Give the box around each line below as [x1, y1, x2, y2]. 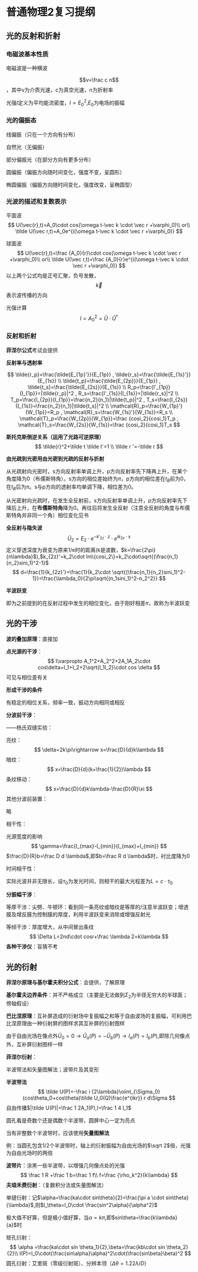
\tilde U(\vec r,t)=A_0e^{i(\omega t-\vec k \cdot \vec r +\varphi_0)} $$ [15, 227, 183, 235]
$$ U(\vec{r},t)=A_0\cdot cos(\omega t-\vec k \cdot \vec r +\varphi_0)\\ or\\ [8, 221, 190, 228]
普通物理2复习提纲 [6, 5, 95, 19]
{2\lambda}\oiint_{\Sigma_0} [91, 1088, 161, 1095]
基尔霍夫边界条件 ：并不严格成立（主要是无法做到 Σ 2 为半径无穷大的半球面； [6, 991, 188, 1000]
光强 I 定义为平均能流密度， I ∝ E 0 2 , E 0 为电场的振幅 [6, 98, 125, 108]
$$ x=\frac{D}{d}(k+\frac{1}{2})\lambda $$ [47, 766, 151, 773]
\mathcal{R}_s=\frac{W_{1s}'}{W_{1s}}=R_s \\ [64, 408, 173, 415]
